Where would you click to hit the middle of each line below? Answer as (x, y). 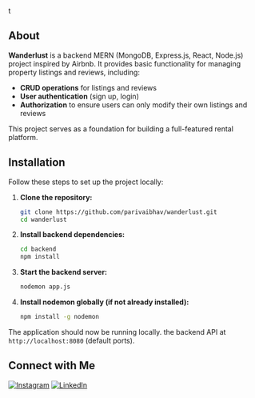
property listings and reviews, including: (74, 72)
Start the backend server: (64, 272)
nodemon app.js (45, 287)
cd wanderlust (43, 219)
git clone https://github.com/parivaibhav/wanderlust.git (118, 212)
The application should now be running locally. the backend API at (117, 332)
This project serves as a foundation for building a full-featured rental (121, 129)
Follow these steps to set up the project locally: (86, 182)
